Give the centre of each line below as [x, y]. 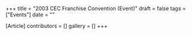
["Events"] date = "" [30, 15]
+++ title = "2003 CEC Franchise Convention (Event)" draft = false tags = [96, 8]
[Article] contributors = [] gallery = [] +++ [57, 26]
